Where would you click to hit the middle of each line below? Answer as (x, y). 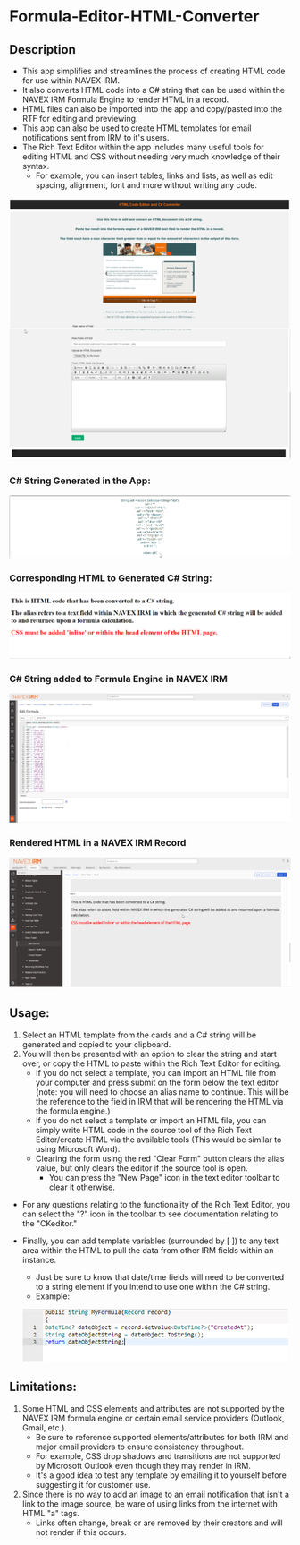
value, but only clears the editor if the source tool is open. (142, 1168)
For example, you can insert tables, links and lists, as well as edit (154, 175)
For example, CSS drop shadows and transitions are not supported (158, 1455)
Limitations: (43, 1387)
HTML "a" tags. (51, 1513)
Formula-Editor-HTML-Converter (134, 17)
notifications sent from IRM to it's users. (96, 137)
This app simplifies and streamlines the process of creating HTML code (154, 71)
